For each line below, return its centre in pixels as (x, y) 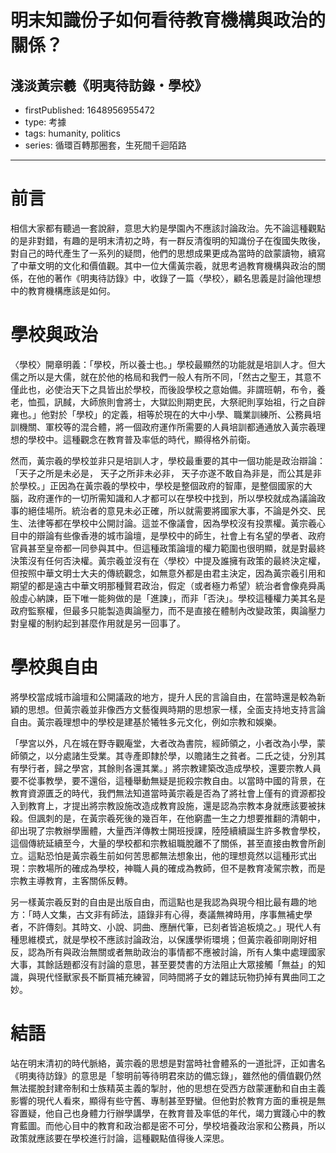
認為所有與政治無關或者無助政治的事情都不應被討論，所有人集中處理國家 (176, 952)
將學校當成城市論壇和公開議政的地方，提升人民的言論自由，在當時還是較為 (163, 697)
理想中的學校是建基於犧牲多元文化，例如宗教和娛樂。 (172, 722)
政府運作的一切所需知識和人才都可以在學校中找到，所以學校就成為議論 (172, 498)
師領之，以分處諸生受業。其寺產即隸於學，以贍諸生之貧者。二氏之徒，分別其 (168, 755)
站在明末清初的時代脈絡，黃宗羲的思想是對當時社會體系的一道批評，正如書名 (168, 1063)
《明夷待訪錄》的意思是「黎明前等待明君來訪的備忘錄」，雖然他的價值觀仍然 (166, 1075)
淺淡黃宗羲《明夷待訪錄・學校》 (109, 85)
